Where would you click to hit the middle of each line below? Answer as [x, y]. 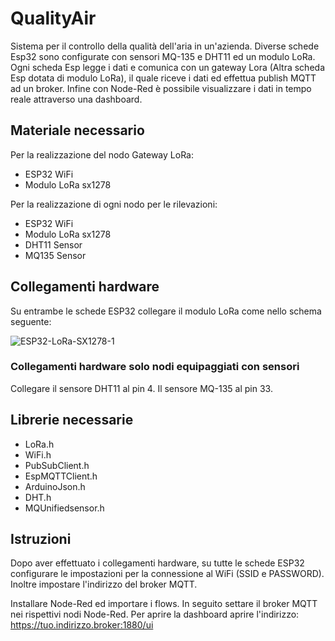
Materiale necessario [77, 130]
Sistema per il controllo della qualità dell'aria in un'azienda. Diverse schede [165, 46]
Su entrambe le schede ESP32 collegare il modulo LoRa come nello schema [166, 311]
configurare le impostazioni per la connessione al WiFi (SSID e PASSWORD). [167, 574]
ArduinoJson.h [55, 486]
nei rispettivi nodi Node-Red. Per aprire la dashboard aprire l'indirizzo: [155, 614]
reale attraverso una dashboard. [76, 99]
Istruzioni [41, 539]
